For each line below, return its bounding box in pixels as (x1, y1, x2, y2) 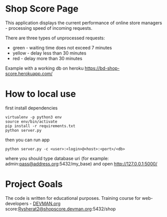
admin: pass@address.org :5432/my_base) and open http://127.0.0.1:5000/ (5, 160, 157, 167)
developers (5, 200, 29, 206)
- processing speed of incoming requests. (5, 25, 92, 31)
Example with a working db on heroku (5, 65, 84, 71)
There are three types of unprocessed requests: (5, 35, 105, 41)
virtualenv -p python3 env (5, 115, 62, 120)
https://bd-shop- (85, 65, 120, 71)
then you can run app (5, 137, 50, 143)
